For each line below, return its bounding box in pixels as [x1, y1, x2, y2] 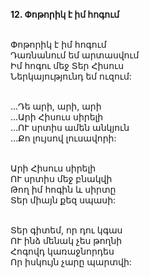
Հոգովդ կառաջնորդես [10, 245, 115, 257]
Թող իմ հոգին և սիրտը [10, 184, 117, 195]
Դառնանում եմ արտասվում [10, 49, 140, 61]
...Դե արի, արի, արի [10, 100, 102, 112]
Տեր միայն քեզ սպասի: [10, 194, 117, 206]
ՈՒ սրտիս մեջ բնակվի [10, 173, 113, 184]
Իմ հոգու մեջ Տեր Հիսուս [10, 60, 125, 71]
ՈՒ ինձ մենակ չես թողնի [10, 235, 123, 246]
